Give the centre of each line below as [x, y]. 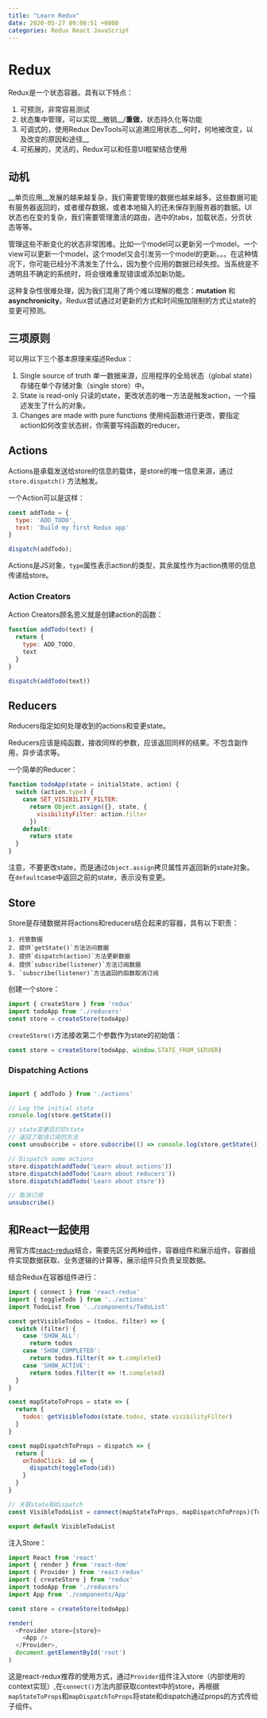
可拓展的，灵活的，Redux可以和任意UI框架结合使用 [103, 149]
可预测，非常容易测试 [54, 110]
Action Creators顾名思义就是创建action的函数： [86, 615]
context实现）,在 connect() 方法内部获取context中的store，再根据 [114, 1686]
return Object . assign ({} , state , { [88, 807]
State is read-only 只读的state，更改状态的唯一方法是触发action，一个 [134, 395]
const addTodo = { [39, 513]
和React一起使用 [49, 1230]
